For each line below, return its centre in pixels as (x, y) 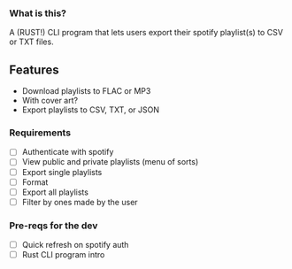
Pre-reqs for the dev (54, 226)
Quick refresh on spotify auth (75, 245)
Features (34, 69)
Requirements (40, 133)
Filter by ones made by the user (80, 202)
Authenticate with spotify (68, 152)
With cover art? (50, 101)
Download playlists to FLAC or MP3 (86, 91)
